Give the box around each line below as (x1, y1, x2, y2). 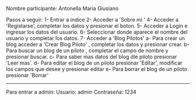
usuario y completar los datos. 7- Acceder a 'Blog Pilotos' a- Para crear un (6, 35, 185, 41)
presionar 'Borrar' (6, 72, 49, 78)
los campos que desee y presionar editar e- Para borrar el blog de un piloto (6, 66, 188, 72)
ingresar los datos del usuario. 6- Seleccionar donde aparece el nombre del (6, 28, 188, 35)
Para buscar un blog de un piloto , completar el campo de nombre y (6, 47, 169, 54)
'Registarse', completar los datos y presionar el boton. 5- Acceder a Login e (6, 23, 188, 29)
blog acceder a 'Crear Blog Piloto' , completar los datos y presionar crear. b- (6, 41, 190, 48)
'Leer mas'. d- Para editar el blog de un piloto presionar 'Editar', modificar (6, 59, 183, 66)
